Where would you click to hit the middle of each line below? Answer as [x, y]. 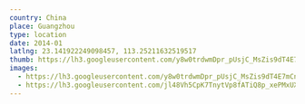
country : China [38, 18]
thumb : [22, 60]
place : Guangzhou [42, 26]
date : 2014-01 [36, 43]
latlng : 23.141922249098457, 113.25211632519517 [103, 52]
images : [24, 69]
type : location [38, 34]
